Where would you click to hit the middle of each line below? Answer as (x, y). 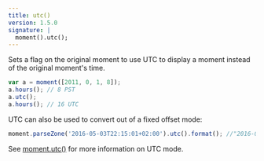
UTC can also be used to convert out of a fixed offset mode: (105, 119)
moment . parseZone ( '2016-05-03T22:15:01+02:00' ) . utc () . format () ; (115, 134)
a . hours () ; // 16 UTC (44, 104)
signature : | (29, 30)
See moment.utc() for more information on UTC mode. (96, 148)
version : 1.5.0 (33, 23)
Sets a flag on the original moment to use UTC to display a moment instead (129, 60)
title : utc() (29, 15)
